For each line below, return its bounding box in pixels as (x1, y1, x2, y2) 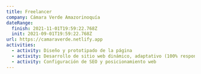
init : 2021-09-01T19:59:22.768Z (11, 31, 93, 37)
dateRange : (6, 20, 33, 26)
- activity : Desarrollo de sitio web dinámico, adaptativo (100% (11, 53, 178, 59)
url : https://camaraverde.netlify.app (6, 36, 103, 42)
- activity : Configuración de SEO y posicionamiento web (11, 58, 157, 64)
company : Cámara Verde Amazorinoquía (6, 14, 100, 20)
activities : (6, 42, 36, 48)
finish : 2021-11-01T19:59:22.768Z (11, 25, 98, 32)
